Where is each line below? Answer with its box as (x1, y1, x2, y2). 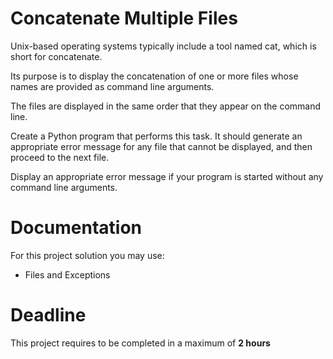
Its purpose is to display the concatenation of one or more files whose (10, 70, 299, 82)
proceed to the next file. (10, 151, 110, 163)
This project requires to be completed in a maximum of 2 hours (10, 337, 271, 349)
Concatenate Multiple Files (10, 7, 238, 30)
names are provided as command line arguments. (10, 80, 215, 92)
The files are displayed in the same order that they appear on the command (10, 100, 322, 112)
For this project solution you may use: (10, 249, 165, 261)
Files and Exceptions (24, 268, 111, 281)
